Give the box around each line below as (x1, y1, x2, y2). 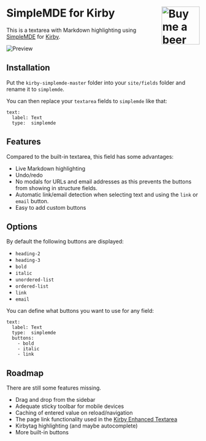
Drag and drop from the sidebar (15, 396, 96, 404)
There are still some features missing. (6, 384, 101, 392)
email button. (15, 197, 49, 205)
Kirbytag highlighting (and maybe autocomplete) (15, 422, 138, 429)
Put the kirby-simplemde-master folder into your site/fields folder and (6, 79, 186, 86)
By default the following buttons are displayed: (6, 238, 124, 245)
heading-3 (15, 258, 41, 264)
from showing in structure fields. (15, 184, 98, 191)
